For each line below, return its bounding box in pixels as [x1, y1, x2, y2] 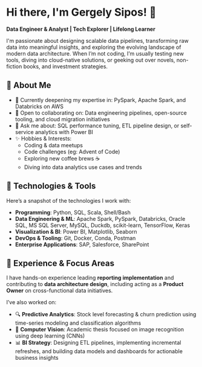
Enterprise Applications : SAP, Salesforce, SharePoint [15, 241, 149, 248]
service [15, 128, 34, 135]
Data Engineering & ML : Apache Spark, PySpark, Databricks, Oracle [15, 215, 186, 222]
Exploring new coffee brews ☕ [24, 155, 100, 162]
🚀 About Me [6, 80, 51, 91]
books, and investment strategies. [23, 63, 108, 70]
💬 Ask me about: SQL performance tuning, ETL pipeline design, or [15, 122, 180, 129]
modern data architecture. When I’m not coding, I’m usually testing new [6, 49, 184, 57]
